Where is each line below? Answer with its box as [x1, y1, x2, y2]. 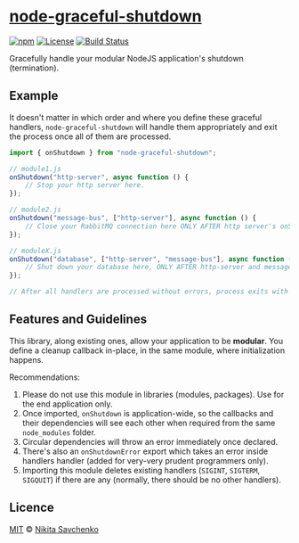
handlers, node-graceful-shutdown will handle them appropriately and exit [9, 121, 278, 132]
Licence [9, 500, 55, 515]
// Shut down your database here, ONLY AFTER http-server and [25, 263, 261, 272]
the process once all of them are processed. [9, 131, 172, 142]
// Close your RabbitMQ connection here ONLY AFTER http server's [25, 221, 277, 231]
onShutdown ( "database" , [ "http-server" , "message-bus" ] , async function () [9, 254, 296, 264]
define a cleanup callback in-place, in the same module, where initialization [9, 345, 286, 356]
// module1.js [9, 164, 62, 173]
